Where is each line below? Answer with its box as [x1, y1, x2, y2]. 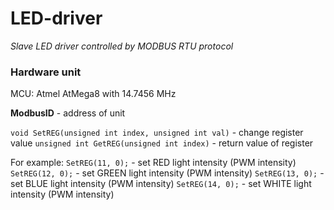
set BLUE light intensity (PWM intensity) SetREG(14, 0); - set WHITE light [10, 178, 312, 190]
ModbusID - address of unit [10, 107, 126, 119]
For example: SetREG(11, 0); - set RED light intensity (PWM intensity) [10, 157, 297, 169]
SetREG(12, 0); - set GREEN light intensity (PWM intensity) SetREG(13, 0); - [10, 167, 325, 179]
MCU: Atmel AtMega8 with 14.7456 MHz [10, 88, 177, 100]
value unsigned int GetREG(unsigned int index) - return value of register [10, 137, 314, 149]
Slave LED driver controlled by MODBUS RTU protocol [10, 40, 234, 52]
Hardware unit [10, 65, 82, 79]
